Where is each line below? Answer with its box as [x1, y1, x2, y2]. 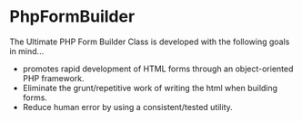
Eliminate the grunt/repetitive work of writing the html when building [22, 82, 278, 93]
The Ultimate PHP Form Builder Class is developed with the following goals [9, 36, 290, 47]
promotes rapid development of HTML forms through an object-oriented [22, 63, 294, 74]
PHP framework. [22, 72, 85, 83]
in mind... [9, 45, 45, 56]
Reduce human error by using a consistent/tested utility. [22, 101, 234, 112]
